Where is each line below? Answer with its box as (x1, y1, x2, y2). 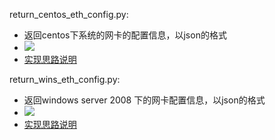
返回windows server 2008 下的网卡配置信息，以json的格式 (23, 94, 266, 106)
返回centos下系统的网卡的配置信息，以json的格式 (23, 29, 227, 41)
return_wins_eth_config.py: (9, 74, 121, 85)
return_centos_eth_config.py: (9, 9, 129, 20)
